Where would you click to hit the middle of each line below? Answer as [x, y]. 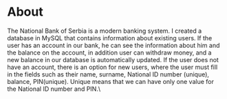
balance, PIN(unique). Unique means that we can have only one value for [111, 81]
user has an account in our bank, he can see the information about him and [113, 45]
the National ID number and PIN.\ [54, 89]
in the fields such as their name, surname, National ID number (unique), [108, 74]
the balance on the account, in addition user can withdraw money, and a [109, 53]
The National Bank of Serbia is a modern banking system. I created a [105, 31]
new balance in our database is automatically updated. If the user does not [113, 59]
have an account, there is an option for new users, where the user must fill [112, 67]
